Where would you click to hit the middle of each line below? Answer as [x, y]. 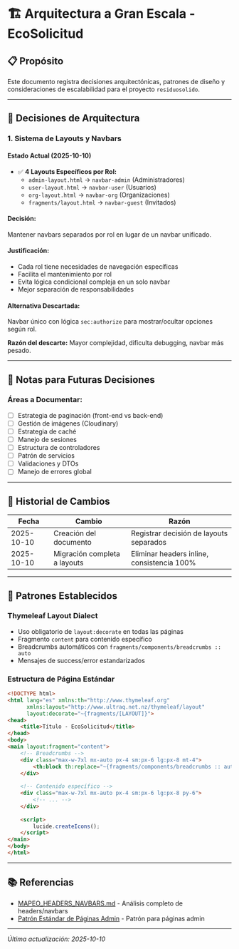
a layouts [68, 563]
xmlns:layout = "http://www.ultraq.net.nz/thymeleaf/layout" [115, 707]
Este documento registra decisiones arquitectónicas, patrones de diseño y [116, 82]
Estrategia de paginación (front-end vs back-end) [90, 415]
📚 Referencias [41, 882]
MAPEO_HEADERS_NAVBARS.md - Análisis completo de [100, 903]
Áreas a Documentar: [45, 400]
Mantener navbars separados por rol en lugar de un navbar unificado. [110, 234]
